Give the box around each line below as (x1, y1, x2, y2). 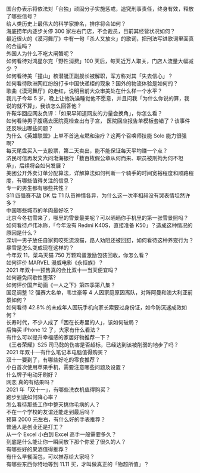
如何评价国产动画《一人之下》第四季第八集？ (6, 281, 116, 288)
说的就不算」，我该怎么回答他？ (6, 102, 82, 109)
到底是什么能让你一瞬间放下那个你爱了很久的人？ (6, 438, 126, 445)
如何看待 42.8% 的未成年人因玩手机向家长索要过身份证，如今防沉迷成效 (6, 304, 182, 311)
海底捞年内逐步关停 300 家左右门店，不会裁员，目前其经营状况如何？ (6, 27, 176, 35)
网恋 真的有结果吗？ (6, 379, 55, 385)
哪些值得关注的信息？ (21, 177, 74, 184)
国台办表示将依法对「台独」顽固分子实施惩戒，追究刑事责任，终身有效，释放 (6, 5, 194, 12)
